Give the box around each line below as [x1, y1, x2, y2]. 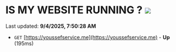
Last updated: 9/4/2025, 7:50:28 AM [5, 23, 96, 29]
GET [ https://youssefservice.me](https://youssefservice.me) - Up [13, 34, 170, 40]
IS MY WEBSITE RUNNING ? [5, 3, 143, 17]
